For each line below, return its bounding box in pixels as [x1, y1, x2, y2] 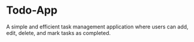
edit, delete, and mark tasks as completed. [6, 29, 111, 36]
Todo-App [6, 4, 58, 17]
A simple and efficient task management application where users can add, [6, 23, 189, 30]
